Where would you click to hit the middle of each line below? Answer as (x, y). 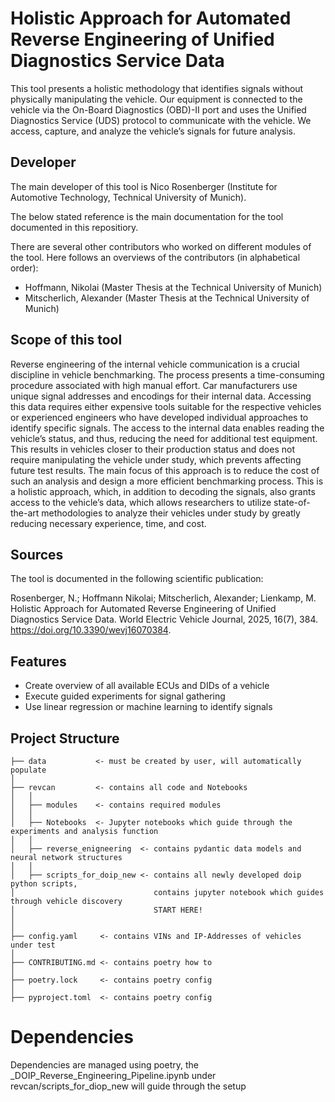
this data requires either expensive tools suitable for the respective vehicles (166, 406)
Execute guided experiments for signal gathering (125, 696)
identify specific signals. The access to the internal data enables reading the (167, 428)
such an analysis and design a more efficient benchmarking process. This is (167, 481)
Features (38, 661)
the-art (25, 513)
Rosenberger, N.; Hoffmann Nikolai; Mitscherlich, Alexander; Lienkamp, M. (163, 598)
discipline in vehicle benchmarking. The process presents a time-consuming (167, 374)
